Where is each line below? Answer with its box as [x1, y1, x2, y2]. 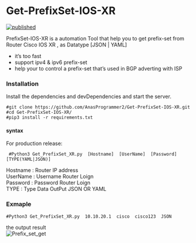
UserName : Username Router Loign [6, 173, 94, 180]
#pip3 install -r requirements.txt [6, 114, 93, 121]
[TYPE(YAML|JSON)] [6, 157, 51, 163]
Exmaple [6, 200, 32, 208]
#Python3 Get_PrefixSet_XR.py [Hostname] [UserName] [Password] [8, 151, 177, 157]
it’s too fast [14, 52, 42, 59]
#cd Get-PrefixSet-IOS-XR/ [6, 110, 72, 116]
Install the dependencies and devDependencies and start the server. [6, 93, 172, 100]
